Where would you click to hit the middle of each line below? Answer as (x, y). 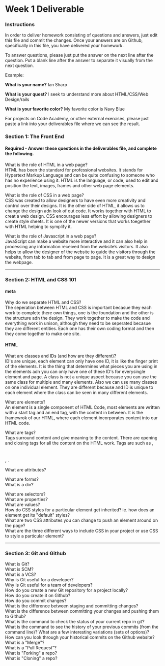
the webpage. (19, 262)
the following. (20, 153)
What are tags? (20, 433)
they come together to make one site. (43, 333)
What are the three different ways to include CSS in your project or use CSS (82, 531)
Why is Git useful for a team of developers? (49, 585)
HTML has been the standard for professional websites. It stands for (74, 170)
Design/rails (17, 100)
